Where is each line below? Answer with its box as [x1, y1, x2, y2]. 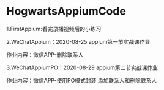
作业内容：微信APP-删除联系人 [6, 50, 84, 58]
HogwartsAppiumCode [6, 4, 127, 18]
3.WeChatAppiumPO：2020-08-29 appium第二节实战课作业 [6, 64, 158, 71]
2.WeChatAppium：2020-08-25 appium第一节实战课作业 [6, 38, 151, 45]
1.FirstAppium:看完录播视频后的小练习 [6, 25, 102, 32]
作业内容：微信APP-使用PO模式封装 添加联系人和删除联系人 [6, 77, 157, 84]
